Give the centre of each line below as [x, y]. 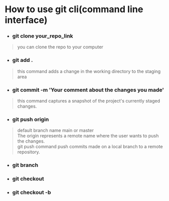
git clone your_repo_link [43, 36]
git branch [25, 165]
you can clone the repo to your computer [60, 47]
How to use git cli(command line [74, 9]
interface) [26, 20]
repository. [29, 152]
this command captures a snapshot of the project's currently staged [89, 101]
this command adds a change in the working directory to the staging [89, 71]
